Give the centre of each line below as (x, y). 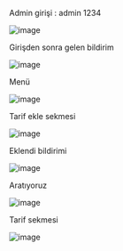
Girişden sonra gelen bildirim (61, 47)
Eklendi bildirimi (38, 151)
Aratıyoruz (28, 185)
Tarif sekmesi (34, 220)
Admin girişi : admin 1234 (55, 13)
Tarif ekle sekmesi (42, 116)
